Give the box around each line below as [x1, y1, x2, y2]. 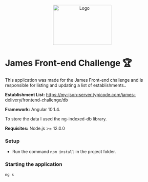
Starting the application [5, 161, 63, 168]
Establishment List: [5, 91, 45, 97]
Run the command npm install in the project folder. [12, 149, 116, 155]
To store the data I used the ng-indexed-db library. [5, 115, 107, 122]
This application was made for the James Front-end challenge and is [5, 77, 143, 83]
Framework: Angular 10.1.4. [5, 106, 61, 112]
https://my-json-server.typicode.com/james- [46, 91, 136, 97]
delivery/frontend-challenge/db [5, 97, 68, 103]
